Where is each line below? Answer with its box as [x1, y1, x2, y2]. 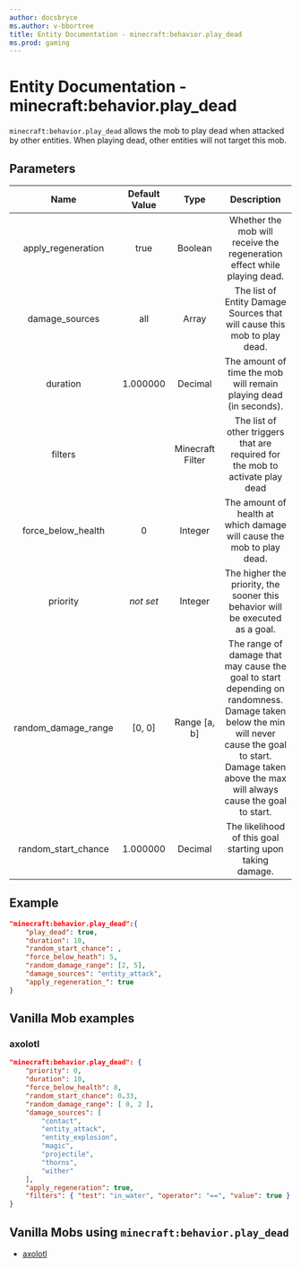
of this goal [231, 831, 279, 844]
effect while [230, 259, 280, 271]
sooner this [231, 589, 279, 602]
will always [232, 784, 279, 795]
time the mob [228, 367, 284, 378]
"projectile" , [41, 1150, 94, 1159]
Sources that [228, 307, 283, 319]
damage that [228, 649, 282, 661]
